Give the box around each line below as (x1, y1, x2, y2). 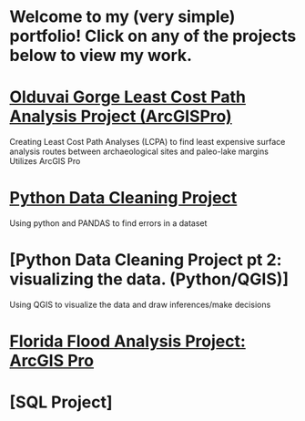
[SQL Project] (9, 392, 113, 413)
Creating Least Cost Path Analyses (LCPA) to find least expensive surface (9, 137, 286, 148)
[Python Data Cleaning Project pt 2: (9, 250, 282, 271)
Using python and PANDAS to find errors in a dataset (9, 218, 208, 229)
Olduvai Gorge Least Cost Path (9, 87, 246, 108)
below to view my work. (9, 46, 193, 66)
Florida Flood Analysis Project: (9, 331, 246, 352)
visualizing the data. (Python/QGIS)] (9, 269, 290, 290)
